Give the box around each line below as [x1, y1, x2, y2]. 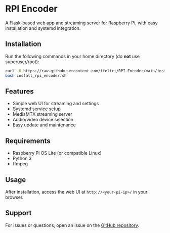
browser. [5, 194, 24, 200]
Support [5, 209, 32, 217]
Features [5, 87, 34, 96]
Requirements [5, 136, 51, 145]
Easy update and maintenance [12, 122, 76, 128]
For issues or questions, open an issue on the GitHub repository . [5, 222, 139, 228]
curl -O [5, 68, 22, 73]
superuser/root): [5, 59, 39, 65]
